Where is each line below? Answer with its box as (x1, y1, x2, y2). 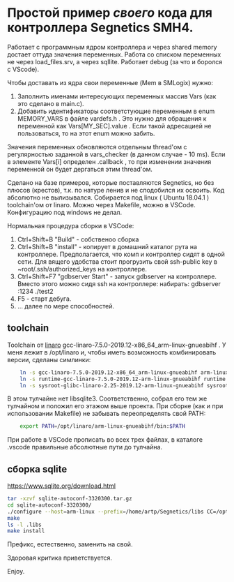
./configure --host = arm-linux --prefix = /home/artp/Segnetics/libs (7, 508, 204, 515)
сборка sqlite (7, 463, 68, 475)
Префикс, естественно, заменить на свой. (7, 540, 133, 549)
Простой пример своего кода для (7, 5, 212, 21)
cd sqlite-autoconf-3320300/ (7, 501, 92, 509)
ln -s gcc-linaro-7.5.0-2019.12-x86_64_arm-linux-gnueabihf (19, 368, 198, 376)
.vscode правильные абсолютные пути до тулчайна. (7, 443, 162, 452)
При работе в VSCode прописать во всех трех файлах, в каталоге (7, 435, 203, 444)
